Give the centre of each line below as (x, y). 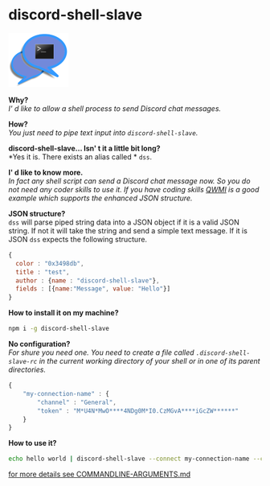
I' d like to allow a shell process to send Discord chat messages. (115, 108)
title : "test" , (43, 272)
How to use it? (33, 443)
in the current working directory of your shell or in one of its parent (149, 361)
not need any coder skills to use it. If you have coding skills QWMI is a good (134, 189)
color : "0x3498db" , (50, 263)
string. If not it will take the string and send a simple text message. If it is (128, 230)
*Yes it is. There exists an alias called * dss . (80, 157)
